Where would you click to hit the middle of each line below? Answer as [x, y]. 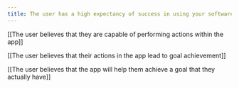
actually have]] [29, 77]
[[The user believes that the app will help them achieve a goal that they [111, 69]
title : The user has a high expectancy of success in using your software [121, 14]
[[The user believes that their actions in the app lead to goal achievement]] [117, 55]
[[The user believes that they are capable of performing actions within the [116, 34]
